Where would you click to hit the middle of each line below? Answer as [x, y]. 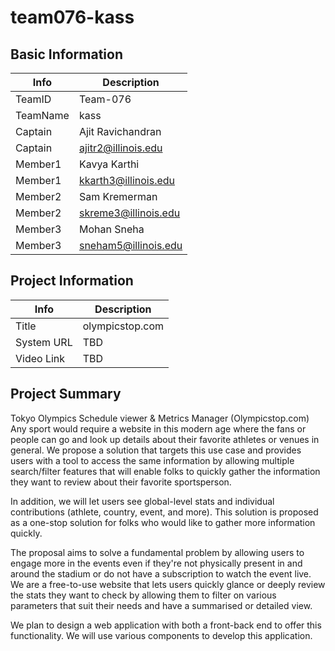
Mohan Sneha [111, 229]
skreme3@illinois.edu [129, 213]
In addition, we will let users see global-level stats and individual [142, 501]
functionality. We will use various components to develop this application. [161, 635]
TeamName [42, 115]
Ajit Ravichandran [120, 131]
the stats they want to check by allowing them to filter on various [143, 595]
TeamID [33, 99]
